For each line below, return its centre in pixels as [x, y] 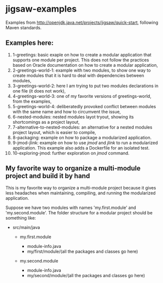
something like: [21, 218]
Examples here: [30, 43]
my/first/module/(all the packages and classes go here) [82, 251]
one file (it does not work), [39, 91]
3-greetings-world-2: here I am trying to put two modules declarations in [85, 86]
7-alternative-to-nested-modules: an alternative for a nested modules [82, 127]
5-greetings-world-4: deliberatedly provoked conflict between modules [84, 106]
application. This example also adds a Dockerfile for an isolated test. [81, 148]
